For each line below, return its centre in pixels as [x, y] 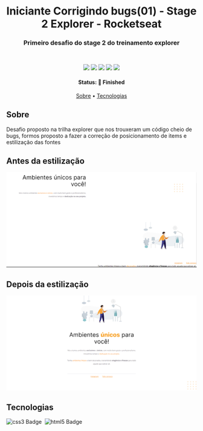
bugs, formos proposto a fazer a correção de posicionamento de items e [97, 136]
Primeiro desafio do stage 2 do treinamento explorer [101, 43]
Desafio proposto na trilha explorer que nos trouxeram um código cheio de [99, 129]
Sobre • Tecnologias [101, 95]
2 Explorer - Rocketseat [101, 24]
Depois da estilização [47, 284]
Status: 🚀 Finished [101, 82]
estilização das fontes [34, 142]
